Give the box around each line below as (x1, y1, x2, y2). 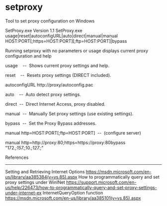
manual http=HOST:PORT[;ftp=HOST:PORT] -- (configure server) (5, 130, 142, 136)
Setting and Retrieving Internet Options (5, 168, 85, 175)
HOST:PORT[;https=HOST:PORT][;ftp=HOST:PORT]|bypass (5, 38, 127, 44)
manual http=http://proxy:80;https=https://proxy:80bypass (5, 139, 126, 145)
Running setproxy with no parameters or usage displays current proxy (5, 48, 148, 54)
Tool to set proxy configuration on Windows (5, 18, 95, 24)
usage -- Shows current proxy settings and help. (5, 63, 110, 69)
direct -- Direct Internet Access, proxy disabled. (5, 101, 106, 107)
